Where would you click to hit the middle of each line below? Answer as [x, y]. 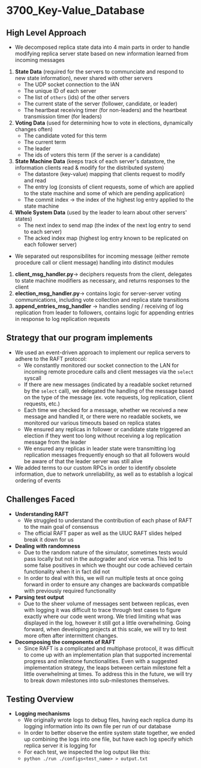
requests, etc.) [42, 404]
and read [35, 180]
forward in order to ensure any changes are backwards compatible [106, 584]
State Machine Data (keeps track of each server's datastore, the [95, 161]
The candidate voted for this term [65, 136]
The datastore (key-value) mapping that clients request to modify [104, 174]
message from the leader [55, 442]
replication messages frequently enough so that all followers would [107, 455]
